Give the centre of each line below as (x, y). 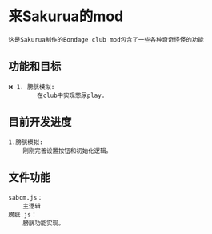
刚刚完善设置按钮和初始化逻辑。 (68, 151)
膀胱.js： (23, 215)
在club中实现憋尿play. (71, 95)
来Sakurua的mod (66, 16)
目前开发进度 (40, 122)
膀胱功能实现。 (44, 224)
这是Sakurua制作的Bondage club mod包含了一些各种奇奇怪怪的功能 (106, 40)
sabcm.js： (26, 198)
